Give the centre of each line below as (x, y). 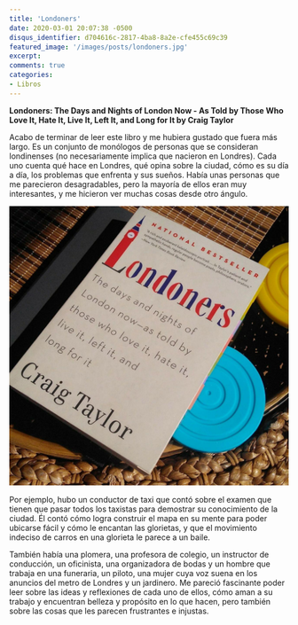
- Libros (25, 84)
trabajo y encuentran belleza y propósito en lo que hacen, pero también (140, 601)
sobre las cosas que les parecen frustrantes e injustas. (109, 611)
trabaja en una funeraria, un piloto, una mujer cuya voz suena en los (133, 573)
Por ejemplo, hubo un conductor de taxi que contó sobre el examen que (141, 499)
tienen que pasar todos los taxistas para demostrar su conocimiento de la (143, 509)
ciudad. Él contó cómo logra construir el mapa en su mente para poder (138, 518)
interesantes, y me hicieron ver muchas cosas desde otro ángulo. (129, 193)
